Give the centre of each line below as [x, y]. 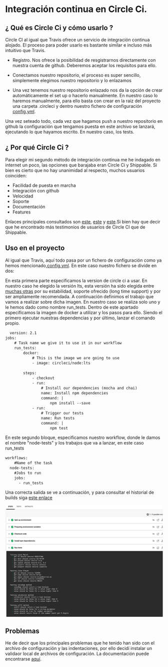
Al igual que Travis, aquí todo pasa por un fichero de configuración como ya [83, 260]
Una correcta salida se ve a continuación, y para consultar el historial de [79, 492]
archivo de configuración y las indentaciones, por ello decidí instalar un [79, 648]
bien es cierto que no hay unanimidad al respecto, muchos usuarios [75, 170]
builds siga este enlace [29, 498]
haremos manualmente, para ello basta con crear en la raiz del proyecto [86, 101]
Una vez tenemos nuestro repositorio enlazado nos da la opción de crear [87, 90]
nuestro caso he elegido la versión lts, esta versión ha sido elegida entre [80, 286]
